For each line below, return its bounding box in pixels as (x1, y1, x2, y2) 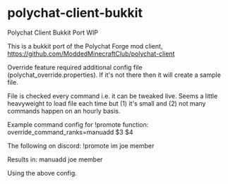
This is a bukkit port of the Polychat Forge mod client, (7, 42, 163, 50)
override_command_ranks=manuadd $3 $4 (7, 128, 133, 136)
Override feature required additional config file (7, 63, 143, 71)
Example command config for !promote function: (7, 120, 149, 128)
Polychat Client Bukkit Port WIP (7, 28, 99, 37)
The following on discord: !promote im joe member (7, 141, 155, 149)
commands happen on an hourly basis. (7, 106, 121, 115)
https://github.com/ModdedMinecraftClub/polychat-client (7, 49, 175, 58)
